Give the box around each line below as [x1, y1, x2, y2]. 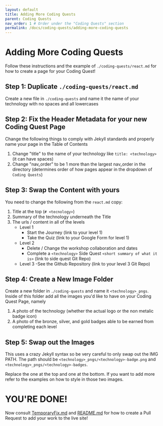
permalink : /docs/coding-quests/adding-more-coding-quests [5, 26, 129, 31]
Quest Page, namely [5, 298, 46, 304]
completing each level [12, 324, 57, 330]
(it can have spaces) [12, 156, 54, 162]
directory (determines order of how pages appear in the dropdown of [12, 166, 153, 172]
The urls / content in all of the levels [12, 219, 85, 225]
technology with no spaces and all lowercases [5, 100, 99, 106]
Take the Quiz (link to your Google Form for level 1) [27, 234, 130, 240]
